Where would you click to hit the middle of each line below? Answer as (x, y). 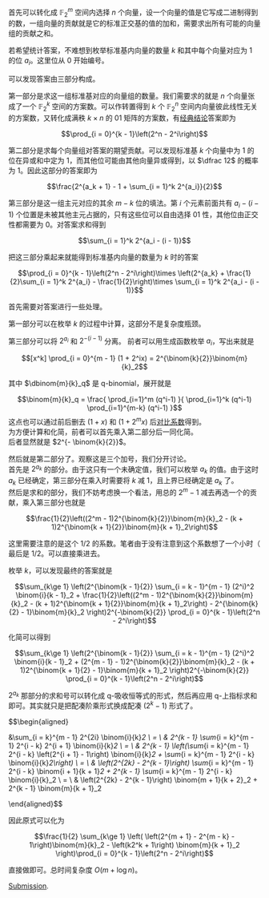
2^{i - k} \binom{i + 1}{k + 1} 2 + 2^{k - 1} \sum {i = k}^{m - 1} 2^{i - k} (120, 771)
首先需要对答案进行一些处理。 (57, 306)
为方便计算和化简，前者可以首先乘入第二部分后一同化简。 (103, 432)
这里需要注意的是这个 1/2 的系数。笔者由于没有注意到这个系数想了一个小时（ (134, 543)
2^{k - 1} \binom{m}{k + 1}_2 (55, 788)
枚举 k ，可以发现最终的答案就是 (60, 570)
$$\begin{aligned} (39, 721)
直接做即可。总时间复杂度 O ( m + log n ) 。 (75, 870)
